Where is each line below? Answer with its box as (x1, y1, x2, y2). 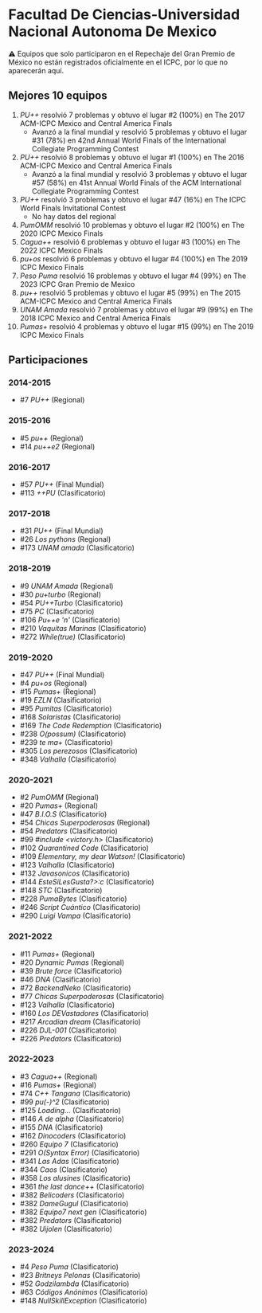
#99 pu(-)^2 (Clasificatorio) (19, 1097, 110, 1107)
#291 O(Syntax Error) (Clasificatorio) (19, 1147, 140, 1157)
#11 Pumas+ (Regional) (19, 949, 96, 958)
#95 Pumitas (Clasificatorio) (19, 704, 112, 713)
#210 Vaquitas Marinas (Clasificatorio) (19, 623, 147, 633)
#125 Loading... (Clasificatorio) (19, 1105, 121, 1115)
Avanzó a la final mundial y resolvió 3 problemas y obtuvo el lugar (31, 169, 248, 178)
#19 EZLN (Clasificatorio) (19, 695, 102, 704)
